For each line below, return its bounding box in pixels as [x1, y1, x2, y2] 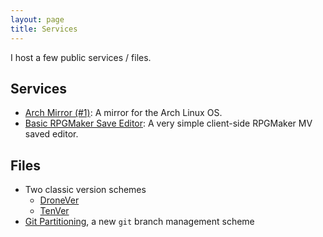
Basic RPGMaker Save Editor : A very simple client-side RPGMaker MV [24, 117, 313, 130]
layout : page [10, 14, 65, 25]
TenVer [39, 205, 70, 217]
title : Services [10, 24, 78, 34]
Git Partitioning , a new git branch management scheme [24, 216, 255, 228]
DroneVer [39, 194, 80, 206]
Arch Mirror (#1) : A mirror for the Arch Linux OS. [24, 107, 223, 119]
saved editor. [24, 128, 79, 140]
